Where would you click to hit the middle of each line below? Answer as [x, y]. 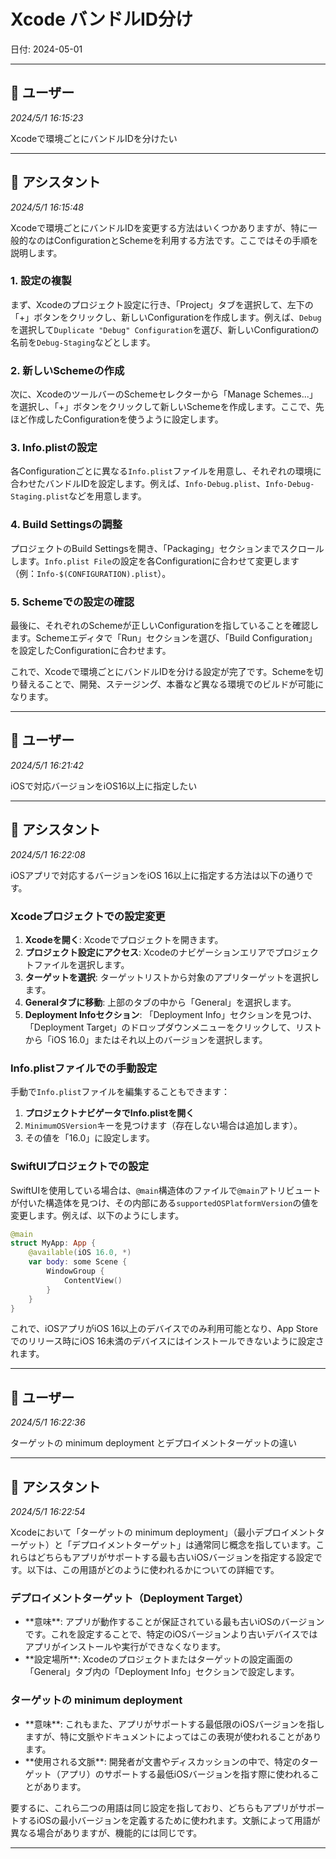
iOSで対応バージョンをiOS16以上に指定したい [104, 786]
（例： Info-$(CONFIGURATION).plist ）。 [91, 573]
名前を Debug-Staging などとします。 [83, 342]
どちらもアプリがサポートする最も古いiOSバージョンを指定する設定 [175, 1557]
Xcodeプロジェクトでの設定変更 [88, 916]
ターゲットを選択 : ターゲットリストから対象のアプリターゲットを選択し [172, 977]
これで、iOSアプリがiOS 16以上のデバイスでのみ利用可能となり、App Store [164, 1329]
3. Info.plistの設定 [54, 448]
